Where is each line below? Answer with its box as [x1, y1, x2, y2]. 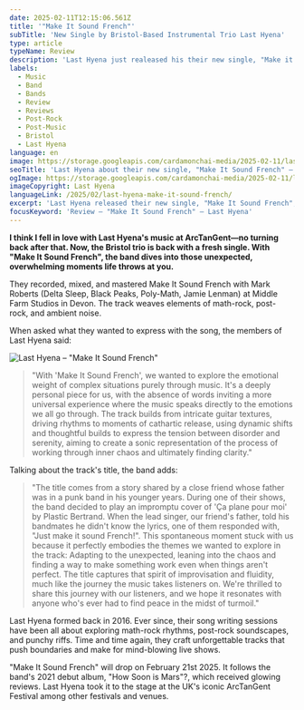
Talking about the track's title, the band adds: [9, 464, 178, 475]
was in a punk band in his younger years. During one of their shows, [31, 491, 286, 502]
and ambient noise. [30, 307, 102, 318]
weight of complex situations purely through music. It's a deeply [31, 379, 271, 390]
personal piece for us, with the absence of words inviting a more [31, 389, 272, 400]
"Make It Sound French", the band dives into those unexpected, [9, 251, 253, 262]
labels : [9, 64, 39, 73]
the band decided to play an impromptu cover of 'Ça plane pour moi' [31, 501, 288, 512]
